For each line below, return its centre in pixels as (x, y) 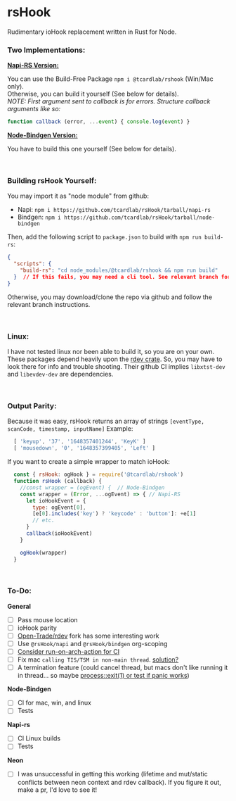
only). (16, 87)
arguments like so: (34, 109)
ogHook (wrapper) (44, 553)
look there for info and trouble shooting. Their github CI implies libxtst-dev (117, 367)
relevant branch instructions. (49, 304)
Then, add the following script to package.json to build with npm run (104, 237)
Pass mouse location (48, 619)
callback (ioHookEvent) (59, 534)
